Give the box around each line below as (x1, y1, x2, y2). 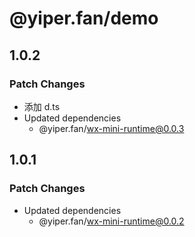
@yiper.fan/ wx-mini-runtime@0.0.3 (38, 122, 185, 134)
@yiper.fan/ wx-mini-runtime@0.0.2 (38, 215, 185, 227)
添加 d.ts (23, 100, 61, 112)
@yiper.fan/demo (9, 7, 159, 30)
